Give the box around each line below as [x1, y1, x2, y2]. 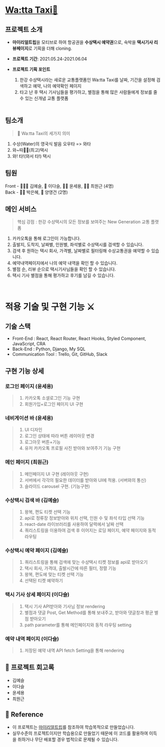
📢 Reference [5, 711, 43, 719]
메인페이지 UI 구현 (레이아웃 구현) [24, 471, 89, 477]
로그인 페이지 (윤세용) [5, 383, 53, 390]
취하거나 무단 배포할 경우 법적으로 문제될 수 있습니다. [17, 736, 119, 742]
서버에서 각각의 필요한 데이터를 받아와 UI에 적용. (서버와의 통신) [24, 477, 147, 483]
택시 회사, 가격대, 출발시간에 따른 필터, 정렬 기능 [24, 565, 117, 571]
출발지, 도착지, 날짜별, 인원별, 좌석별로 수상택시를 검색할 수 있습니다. [12, 241, 144, 248]
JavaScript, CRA [12, 341, 46, 347]
